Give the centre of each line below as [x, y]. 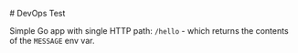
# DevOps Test [37, 13]
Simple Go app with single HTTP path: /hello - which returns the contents [149, 31]
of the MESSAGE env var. [52, 41]
